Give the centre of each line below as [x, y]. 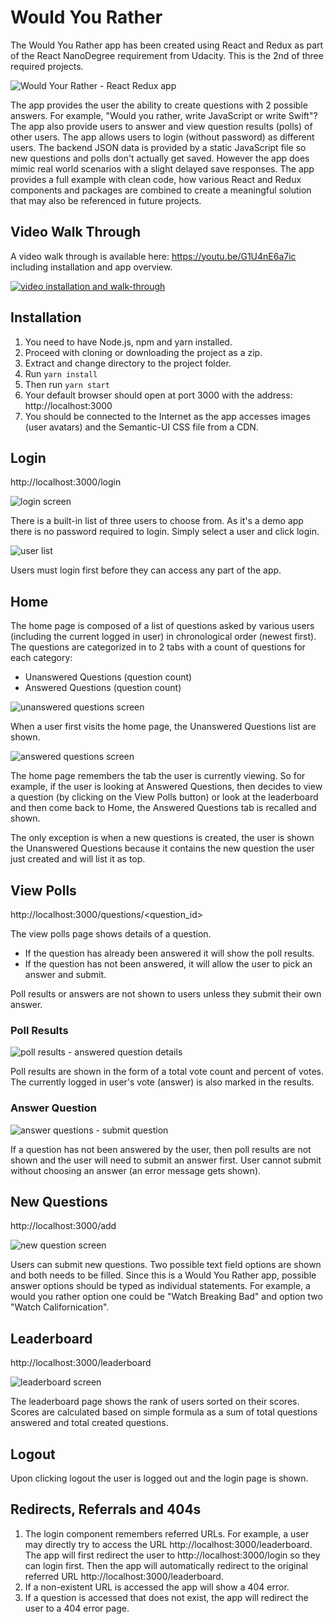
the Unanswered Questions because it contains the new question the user [162, 848]
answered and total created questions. [89, 1423]
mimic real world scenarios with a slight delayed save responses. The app [162, 168]
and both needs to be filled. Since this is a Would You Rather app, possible [163, 1275]
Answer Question [53, 1108]
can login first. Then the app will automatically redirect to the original [166, 1565]
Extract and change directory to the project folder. [128, 363]
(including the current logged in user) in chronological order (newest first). [163, 637]
